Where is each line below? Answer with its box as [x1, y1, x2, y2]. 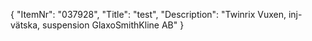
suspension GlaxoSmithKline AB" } [42, 19, 185, 31]
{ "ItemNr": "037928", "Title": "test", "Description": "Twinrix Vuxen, [10, 9, 287, 20]
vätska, [10, 19, 41, 31]
